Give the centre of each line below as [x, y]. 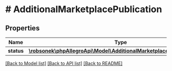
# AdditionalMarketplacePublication [84, 9]
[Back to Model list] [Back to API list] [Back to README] [64, 63]
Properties [23, 28]
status [16, 51]
